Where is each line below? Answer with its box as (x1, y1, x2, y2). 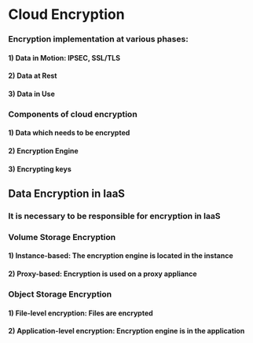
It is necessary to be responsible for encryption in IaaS (8, 210, 221, 221)
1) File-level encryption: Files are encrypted (8, 308, 153, 318)
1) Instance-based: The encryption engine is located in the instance (8, 251, 233, 260)
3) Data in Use (8, 89, 55, 98)
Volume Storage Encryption (8, 231, 116, 242)
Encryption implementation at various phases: (8, 34, 189, 45)
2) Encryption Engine (8, 146, 79, 155)
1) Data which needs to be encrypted (8, 128, 130, 138)
